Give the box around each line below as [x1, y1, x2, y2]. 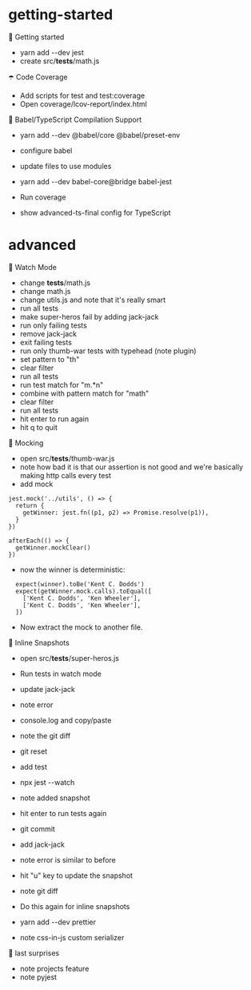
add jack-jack [19, 839, 66, 849]
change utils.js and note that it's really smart [19, 295, 166, 304]
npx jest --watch [19, 777, 75, 787]
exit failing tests [19, 337, 72, 347]
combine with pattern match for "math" [19, 388, 149, 398]
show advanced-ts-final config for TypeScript [19, 207, 171, 217]
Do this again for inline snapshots [19, 901, 130, 911]
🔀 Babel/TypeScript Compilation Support [8, 115, 142, 124]
